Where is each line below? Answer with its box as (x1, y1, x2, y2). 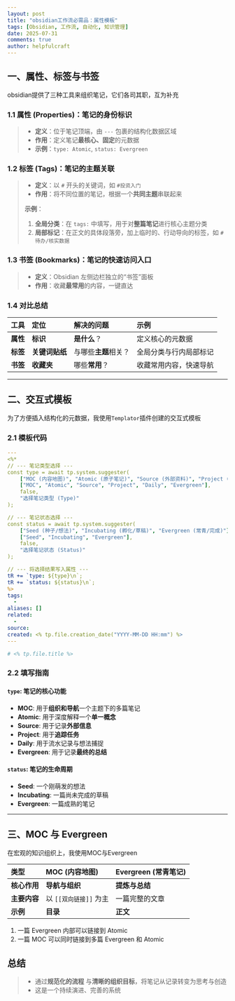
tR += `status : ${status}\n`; (7, 579, 96, 586)
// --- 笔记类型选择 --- (7, 462, 73, 469)
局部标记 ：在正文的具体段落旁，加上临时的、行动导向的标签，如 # (34, 229, 224, 237)
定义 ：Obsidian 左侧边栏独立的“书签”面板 (34, 272, 154, 281)
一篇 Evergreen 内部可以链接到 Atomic (17, 926, 128, 934)
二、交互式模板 (7, 394, 72, 405)
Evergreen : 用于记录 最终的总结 (17, 748, 107, 756)
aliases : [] (7, 605, 42, 612)
